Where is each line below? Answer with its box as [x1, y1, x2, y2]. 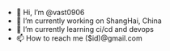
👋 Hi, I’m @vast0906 [15, 8, 85, 17]
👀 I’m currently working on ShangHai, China [15, 16, 162, 25]
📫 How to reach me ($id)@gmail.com [15, 33, 143, 43]
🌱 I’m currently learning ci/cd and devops [15, 25, 154, 33]
